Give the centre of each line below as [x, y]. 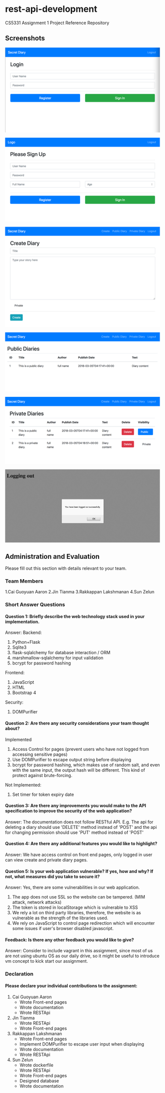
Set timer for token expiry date [43, 794]
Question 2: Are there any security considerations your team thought [77, 723]
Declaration [19, 974]
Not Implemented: [23, 785]
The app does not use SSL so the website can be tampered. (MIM [79, 897]
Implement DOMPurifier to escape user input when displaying [82, 1044]
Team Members [24, 581]
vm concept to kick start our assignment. [47, 961]
